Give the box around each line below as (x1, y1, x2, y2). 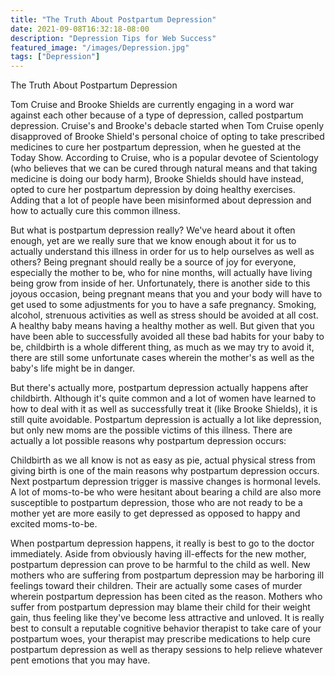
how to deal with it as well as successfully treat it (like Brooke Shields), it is (10, 403, 318, 415)
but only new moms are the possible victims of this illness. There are (10, 424, 293, 436)
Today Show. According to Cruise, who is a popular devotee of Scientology (10, 152, 319, 164)
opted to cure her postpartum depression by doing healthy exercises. (10, 184, 296, 196)
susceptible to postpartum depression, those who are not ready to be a (10, 497, 303, 509)
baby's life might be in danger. (10, 362, 136, 375)
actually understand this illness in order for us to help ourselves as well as (10, 246, 315, 258)
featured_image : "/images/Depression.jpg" (10, 42, 190, 53)
